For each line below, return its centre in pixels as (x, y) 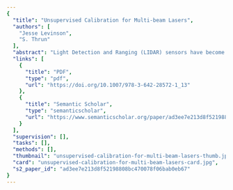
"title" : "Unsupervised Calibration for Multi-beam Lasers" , (103, 20)
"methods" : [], (35, 150)
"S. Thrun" (35, 40)
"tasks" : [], (32, 143)
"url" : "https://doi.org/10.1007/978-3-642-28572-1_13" (107, 85)
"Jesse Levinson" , (46, 33)
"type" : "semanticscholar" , (66, 111)
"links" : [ (29, 59)
